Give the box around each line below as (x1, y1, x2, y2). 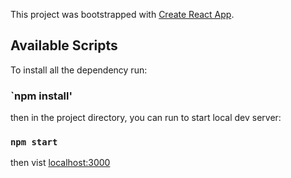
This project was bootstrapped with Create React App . (10, 9, 235, 20)
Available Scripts (10, 37, 118, 54)
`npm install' (10, 89, 73, 103)
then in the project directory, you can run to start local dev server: (10, 112, 282, 124)
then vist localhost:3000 (10, 157, 111, 169)
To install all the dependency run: (10, 64, 148, 76)
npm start (10, 137, 58, 148)
